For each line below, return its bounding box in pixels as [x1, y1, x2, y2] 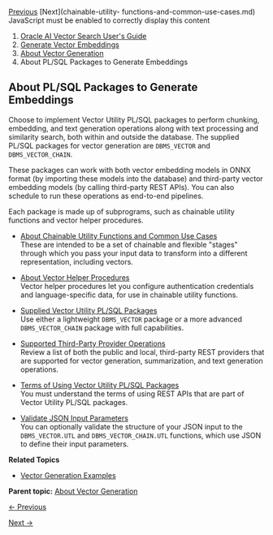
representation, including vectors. [19, 257, 134, 266]
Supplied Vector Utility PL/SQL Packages [19, 305, 158, 315]
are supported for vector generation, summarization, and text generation [19, 356, 264, 365]
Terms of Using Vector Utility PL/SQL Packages [19, 380, 180, 390]
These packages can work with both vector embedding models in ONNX [8, 165, 251, 175]
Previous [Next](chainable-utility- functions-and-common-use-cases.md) [8, 7, 256, 16]
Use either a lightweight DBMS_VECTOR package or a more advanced [19, 314, 242, 324]
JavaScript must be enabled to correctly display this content [8, 15, 210, 25]
